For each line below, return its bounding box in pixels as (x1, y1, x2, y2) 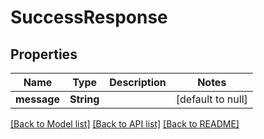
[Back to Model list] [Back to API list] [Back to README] (10, 118, 240, 130)
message (15, 92, 60, 106)
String (69, 92, 100, 106)
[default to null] (175, 92, 248, 106)
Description (109, 76, 167, 89)
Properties (10, 46, 78, 63)
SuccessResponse (10, 6, 168, 29)
